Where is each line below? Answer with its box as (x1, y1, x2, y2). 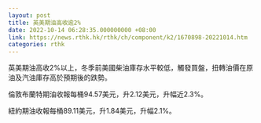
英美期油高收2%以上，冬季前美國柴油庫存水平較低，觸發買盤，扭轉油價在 (8, 63, 247, 73)
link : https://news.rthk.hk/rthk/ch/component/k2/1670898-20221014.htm (8, 33, 248, 42)
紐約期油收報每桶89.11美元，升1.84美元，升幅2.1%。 (8, 107, 177, 116)
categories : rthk (8, 41, 65, 49)
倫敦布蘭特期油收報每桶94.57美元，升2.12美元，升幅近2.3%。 (8, 89, 208, 99)
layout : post (8, 11, 51, 20)
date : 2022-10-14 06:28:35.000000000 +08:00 (8, 26, 156, 34)
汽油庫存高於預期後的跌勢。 (21, 73, 112, 82)
